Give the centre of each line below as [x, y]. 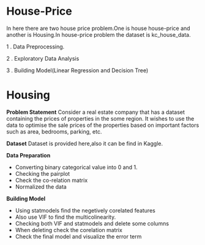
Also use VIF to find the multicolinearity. [65, 217]
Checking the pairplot [43, 173]
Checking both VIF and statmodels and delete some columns [92, 223]
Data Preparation [28, 155]
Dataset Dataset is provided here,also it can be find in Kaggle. [85, 143]
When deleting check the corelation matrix [69, 230]
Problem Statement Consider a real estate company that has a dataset [96, 112]
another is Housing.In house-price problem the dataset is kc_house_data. [99, 34]
